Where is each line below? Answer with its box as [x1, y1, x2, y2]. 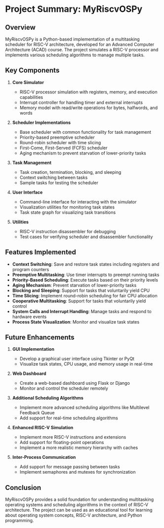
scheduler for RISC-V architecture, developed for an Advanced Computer [5, 41, 155, 47]
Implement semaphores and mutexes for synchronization [19, 469, 136, 475]
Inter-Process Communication [12, 454, 76, 460]
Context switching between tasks [19, 174, 88, 180]
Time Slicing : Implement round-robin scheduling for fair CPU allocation [12, 292, 158, 298]
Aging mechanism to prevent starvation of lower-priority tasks [19, 150, 147, 156]
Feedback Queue [19, 410, 55, 416]
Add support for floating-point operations [19, 440, 104, 446]
